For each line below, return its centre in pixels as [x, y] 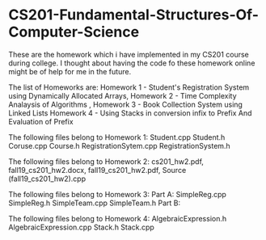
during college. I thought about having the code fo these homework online [132, 63]
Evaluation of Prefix [41, 121]
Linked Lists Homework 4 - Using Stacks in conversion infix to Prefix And [130, 113]
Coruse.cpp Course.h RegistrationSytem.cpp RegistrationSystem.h [119, 145]
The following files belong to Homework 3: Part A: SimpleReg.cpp [117, 194]
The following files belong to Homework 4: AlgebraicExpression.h [118, 218]
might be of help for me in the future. [70, 71]
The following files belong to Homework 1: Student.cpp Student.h [117, 137]
